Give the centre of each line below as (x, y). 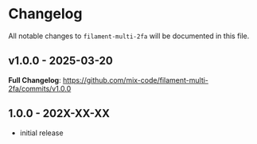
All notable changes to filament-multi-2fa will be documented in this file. (129, 36)
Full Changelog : (35, 80)
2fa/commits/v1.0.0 (40, 88)
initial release (41, 133)
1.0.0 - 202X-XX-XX (59, 113)
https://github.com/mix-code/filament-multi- (136, 80)
